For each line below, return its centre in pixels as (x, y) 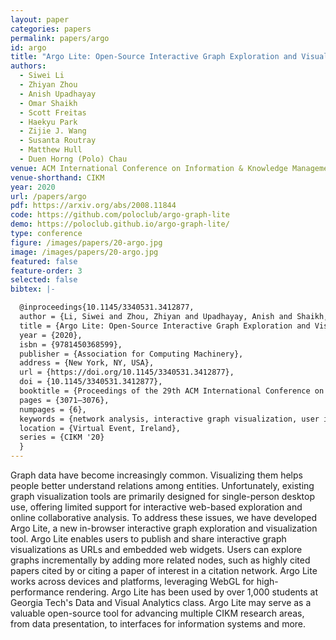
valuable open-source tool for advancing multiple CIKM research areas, (157, 613)
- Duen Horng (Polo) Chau (73, 159)
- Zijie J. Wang (53, 131)
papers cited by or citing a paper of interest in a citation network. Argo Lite (164, 570)
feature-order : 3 (46, 271)
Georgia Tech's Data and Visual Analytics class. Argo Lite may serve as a (161, 602)
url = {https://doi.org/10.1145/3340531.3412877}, (127, 372)
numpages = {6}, (53, 409)
